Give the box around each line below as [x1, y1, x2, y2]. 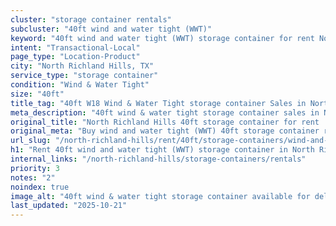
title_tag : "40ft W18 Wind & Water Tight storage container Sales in [10, 98, 307, 108]
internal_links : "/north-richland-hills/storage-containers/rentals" [10, 154, 307, 164]
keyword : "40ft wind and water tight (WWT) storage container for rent [10, 33, 315, 43]
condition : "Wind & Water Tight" [10, 80, 150, 90]
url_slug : [10, 136, 52, 146]
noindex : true [10, 182, 70, 192]
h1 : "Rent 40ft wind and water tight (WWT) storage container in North [10, 145, 315, 155]
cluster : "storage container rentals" [10, 14, 172, 25]
